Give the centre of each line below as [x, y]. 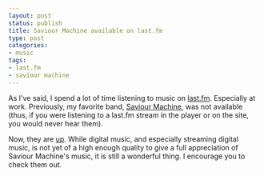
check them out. [35, 164]
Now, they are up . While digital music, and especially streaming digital [123, 139]
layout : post [30, 16]
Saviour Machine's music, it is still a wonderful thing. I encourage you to [127, 156]
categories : [28, 46]
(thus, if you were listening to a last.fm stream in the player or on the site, [129, 115]
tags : [17, 61]
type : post [26, 38]
